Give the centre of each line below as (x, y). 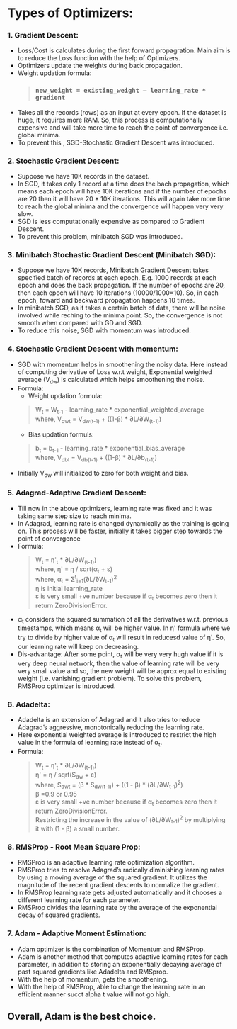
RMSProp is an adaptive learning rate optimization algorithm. (106, 862)
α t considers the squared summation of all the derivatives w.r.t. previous (123, 620)
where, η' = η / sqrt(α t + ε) (74, 570)
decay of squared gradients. (59, 915)
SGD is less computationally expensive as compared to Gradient (111, 222)
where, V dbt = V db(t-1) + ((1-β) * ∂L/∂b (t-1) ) (96, 458)
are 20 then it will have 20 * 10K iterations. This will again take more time (124, 199)
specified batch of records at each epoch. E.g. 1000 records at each (117, 278)
